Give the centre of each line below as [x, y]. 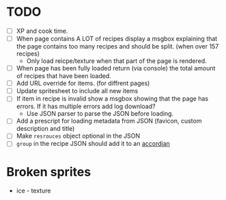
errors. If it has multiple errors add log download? [86, 106]
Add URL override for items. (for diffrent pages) [83, 84]
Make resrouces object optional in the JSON [78, 136]
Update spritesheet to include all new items [77, 91]
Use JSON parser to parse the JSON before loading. [100, 114]
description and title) [45, 129]
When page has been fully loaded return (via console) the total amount [116, 68]
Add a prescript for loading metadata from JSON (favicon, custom [109, 121]
